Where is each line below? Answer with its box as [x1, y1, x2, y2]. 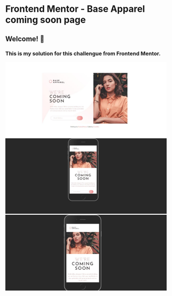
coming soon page [5, 14, 86, 26]
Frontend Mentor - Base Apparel [5, 3, 145, 15]
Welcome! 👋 [5, 34, 45, 43]
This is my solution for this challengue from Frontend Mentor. [5, 50, 161, 57]
